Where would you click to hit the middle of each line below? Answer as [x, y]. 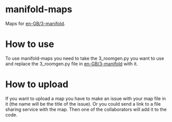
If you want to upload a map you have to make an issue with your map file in [85, 99]
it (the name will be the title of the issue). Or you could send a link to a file [83, 104]
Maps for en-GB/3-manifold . [35, 23]
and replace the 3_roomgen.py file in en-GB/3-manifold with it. [72, 64]
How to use [30, 44]
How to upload [37, 84]
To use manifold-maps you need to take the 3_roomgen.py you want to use [85, 58]
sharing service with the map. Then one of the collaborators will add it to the [86, 109]
